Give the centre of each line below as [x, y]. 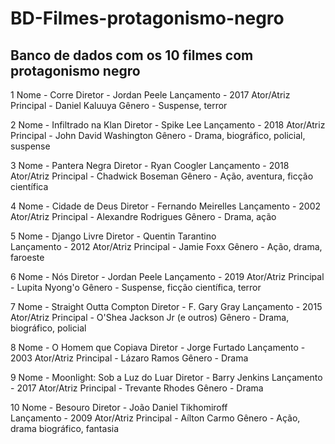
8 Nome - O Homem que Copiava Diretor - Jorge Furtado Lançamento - [158, 347]
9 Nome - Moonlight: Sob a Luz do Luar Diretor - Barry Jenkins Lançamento [166, 377]
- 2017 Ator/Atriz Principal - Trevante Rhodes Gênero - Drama [137, 388]
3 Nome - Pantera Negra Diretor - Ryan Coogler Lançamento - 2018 [150, 165]
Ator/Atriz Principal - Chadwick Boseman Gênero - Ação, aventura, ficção [162, 176]
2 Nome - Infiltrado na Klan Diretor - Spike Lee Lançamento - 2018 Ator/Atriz [168, 125]
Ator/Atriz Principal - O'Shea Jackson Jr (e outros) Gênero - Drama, [150, 317]
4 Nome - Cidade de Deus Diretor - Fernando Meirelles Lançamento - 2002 [166, 206]
